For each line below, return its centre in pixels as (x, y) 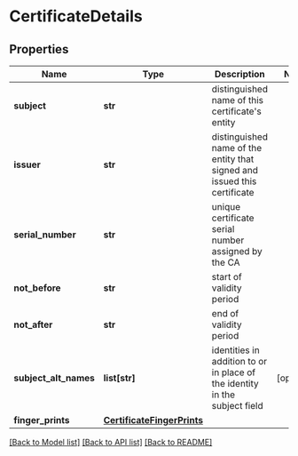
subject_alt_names (54, 378)
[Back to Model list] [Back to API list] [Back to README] (111, 442)
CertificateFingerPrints (153, 420)
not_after (33, 324)
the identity (235, 384)
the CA (226, 262)
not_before (37, 288)
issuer (27, 164)
